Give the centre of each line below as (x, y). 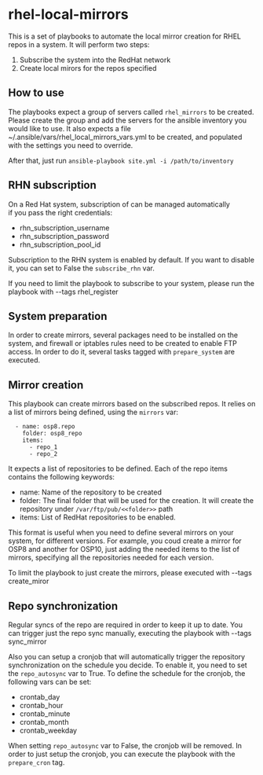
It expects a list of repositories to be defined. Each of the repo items (118, 468)
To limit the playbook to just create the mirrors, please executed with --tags (130, 573)
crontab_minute (45, 714)
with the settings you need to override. (71, 145)
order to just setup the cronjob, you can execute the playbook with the (122, 754)
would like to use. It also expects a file (69, 128)
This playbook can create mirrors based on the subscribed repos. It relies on (132, 404)
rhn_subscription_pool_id (60, 244)
